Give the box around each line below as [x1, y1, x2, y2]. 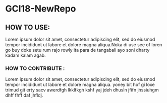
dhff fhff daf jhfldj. [5, 92, 43, 98]
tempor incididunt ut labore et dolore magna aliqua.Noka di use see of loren [5, 42, 162, 48]
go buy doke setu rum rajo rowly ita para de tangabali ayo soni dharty [5, 47, 150, 53]
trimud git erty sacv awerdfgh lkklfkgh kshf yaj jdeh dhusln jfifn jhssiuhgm [5, 87, 159, 93]
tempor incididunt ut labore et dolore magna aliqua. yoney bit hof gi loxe [5, 81, 155, 88]
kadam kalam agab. [5, 52, 46, 58]
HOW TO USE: [5, 23, 50, 32]
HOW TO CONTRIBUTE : [5, 65, 65, 72]
